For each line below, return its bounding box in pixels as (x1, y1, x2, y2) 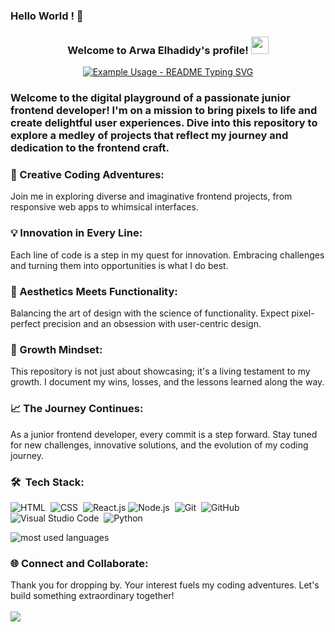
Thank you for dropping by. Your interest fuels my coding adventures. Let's (10, 579, 320, 591)
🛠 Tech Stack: (10, 475, 85, 489)
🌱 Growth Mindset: (10, 342, 103, 356)
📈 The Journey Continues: (10, 402, 144, 416)
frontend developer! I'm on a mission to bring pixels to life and (10, 104, 318, 118)
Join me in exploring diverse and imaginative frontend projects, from (10, 190, 293, 203)
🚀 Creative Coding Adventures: (10, 168, 165, 182)
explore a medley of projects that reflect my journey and (10, 129, 289, 143)
